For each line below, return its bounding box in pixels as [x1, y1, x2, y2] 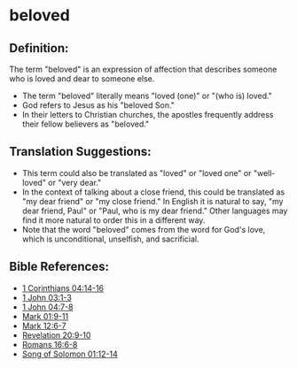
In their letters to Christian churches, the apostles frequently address [21, 110, 274, 119]
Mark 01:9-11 [21, 310, 69, 321]
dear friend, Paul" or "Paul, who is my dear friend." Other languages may [21, 205, 288, 216]
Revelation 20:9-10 [21, 329, 91, 341]
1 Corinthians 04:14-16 [21, 282, 105, 293]
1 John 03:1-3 [21, 292, 73, 303]
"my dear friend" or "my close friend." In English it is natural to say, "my [21, 195, 284, 206]
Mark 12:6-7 [21, 320, 66, 331]
